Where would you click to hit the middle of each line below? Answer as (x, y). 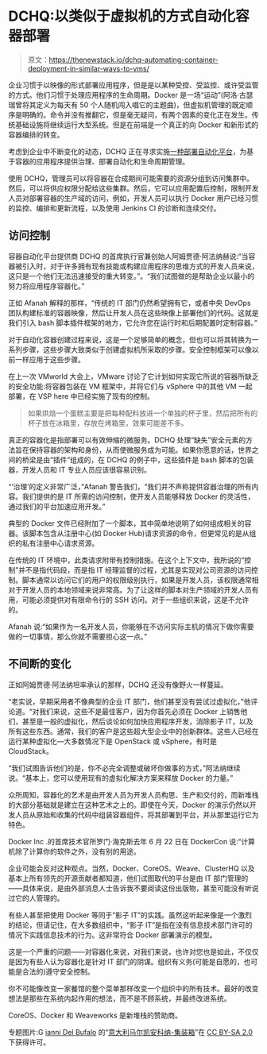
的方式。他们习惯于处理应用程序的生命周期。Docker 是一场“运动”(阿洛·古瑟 (131, 95)
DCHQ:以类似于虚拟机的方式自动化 (122, 16)
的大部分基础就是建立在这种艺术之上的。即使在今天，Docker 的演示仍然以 (129, 805)
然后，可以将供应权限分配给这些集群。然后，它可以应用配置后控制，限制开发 (133, 188)
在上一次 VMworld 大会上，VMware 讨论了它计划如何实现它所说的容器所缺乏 (133, 376)
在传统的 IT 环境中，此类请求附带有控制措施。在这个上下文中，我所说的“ (126, 560)
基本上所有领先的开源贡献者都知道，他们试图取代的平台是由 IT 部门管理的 (128, 878)
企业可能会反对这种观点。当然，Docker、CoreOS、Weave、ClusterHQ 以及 (132, 868)
